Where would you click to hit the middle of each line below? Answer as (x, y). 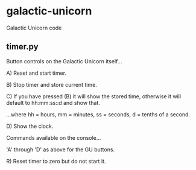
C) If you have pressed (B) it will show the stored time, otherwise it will (94, 96)
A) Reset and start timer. (36, 73)
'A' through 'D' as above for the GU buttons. (61, 150)
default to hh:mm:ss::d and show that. (53, 102)
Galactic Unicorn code (34, 28)
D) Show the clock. (30, 126)
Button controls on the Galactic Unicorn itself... (64, 61)
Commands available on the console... (54, 137)
